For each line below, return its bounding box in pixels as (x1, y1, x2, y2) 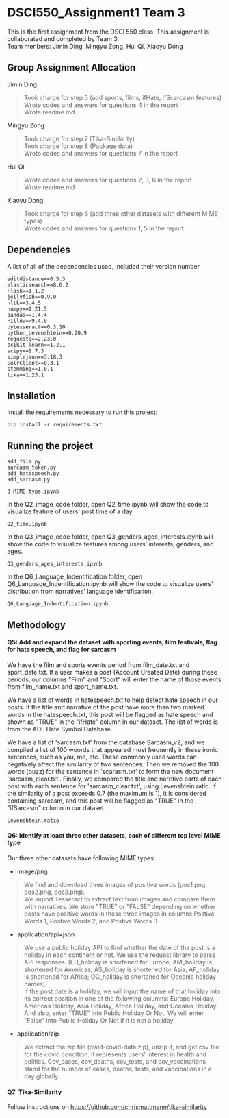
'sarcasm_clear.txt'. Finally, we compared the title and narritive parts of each (7, 775, 222, 783)
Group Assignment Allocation (7, 62, 136, 73)
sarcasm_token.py (7, 464, 57, 471)
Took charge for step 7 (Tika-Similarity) (23, 134, 135, 143)
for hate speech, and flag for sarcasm (7, 646, 116, 654)
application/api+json (16, 930, 75, 938)
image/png (16, 867, 48, 875)
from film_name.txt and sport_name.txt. (7, 682, 118, 690)
